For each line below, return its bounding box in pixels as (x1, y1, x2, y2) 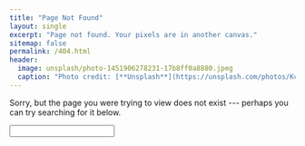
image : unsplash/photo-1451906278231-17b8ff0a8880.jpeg (17, 64, 233, 73)
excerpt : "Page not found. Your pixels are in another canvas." (9, 30, 258, 39)
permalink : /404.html (9, 47, 92, 56)
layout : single (9, 22, 67, 31)
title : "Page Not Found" (9, 13, 103, 23)
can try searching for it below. (9, 106, 122, 118)
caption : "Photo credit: (17, 73, 112, 82)
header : (9, 55, 39, 64)
